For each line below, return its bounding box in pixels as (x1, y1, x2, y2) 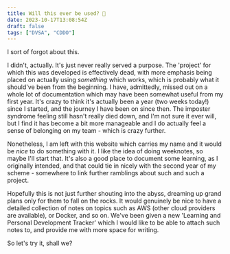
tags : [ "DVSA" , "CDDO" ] (7, 29, 76, 36)
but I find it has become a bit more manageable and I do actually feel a (7, 119, 207, 127)
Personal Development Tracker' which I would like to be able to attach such (7, 218, 220, 227)
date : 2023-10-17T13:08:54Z (7, 16, 88, 23)
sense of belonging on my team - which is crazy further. (7, 127, 166, 135)
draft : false (7, 23, 45, 29)
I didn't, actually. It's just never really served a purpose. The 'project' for (7, 61, 211, 69)
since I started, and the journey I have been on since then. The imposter (7, 105, 211, 113)
